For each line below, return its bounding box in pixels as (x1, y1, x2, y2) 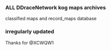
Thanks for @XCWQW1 (5, 39, 54, 45)
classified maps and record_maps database (5, 16, 97, 22)
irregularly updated (5, 28, 54, 35)
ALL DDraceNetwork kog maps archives (5, 4, 106, 11)
